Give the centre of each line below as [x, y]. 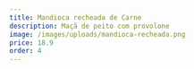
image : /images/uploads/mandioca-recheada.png [97, 34]
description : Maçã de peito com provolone [89, 26]
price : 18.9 [31, 43]
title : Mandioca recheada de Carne [76, 17]
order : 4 [25, 51]
